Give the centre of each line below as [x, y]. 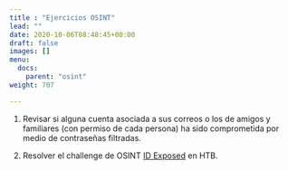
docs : [28, 69]
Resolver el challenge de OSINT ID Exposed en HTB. [120, 156]
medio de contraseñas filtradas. [82, 137]
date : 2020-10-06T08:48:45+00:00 [72, 34]
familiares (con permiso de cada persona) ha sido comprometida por [151, 128]
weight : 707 [32, 85]
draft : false [34, 43]
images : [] [30, 52]
